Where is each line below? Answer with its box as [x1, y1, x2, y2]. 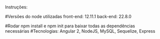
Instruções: [5, 4, 28, 10]
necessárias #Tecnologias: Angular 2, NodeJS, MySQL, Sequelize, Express [5, 28, 156, 34]
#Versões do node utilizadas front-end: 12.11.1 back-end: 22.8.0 [5, 14, 132, 19]
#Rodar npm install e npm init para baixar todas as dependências [5, 23, 135, 29]
